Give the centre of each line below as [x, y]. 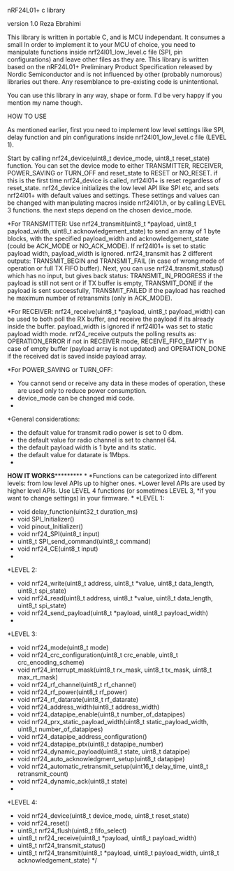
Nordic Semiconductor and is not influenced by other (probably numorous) [115, 74]
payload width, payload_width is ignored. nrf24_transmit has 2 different [110, 253]
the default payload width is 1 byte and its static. [87, 447]
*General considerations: [44, 419]
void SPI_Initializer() [46, 519]
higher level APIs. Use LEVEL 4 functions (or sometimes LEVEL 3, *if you [112, 491]
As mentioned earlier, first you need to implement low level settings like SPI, [116, 130]
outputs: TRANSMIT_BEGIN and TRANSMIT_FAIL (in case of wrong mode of [116, 261]
